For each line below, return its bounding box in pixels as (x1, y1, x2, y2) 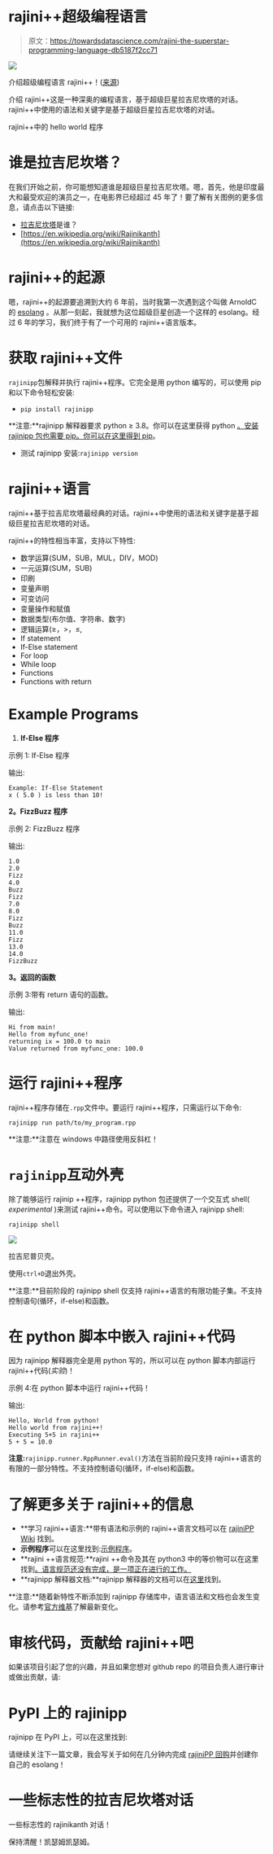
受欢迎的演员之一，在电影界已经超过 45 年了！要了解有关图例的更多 (29, 192, 257, 202)
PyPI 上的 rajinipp (8, 1703, 128, 1722)
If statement (19, 633, 61, 643)
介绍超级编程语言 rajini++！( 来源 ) (8, 77, 120, 86)
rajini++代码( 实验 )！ (8, 1365, 76, 1376)
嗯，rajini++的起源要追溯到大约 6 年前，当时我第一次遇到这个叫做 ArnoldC (8, 296, 258, 306)
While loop (19, 659, 57, 668)
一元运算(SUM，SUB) (19, 563, 93, 572)
